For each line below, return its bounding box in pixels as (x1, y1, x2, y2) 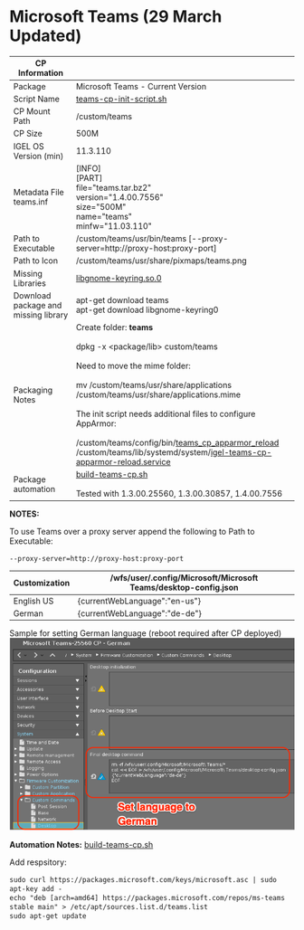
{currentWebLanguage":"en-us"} (77, 595, 202, 606)
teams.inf (13, 196, 48, 207)
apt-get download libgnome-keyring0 (75, 305, 219, 316)
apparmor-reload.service (75, 457, 171, 468)
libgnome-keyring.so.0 (75, 273, 162, 284)
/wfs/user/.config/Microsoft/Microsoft (109, 573, 259, 584)
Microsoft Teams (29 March (9, 6, 223, 27)
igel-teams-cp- (210, 447, 272, 458)
